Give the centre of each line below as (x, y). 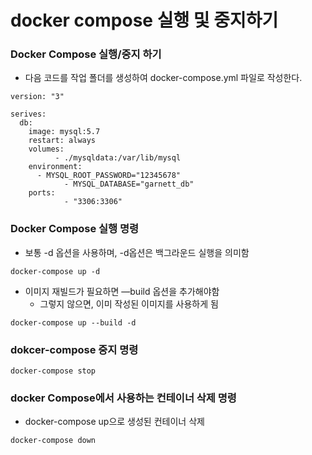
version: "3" (37, 97)
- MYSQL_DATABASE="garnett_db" (129, 184)
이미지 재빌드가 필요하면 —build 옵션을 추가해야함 (122, 291)
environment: (55, 167)
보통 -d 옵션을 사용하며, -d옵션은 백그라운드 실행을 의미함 (137, 252)
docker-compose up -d (55, 271)
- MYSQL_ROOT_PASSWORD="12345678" (109, 176)
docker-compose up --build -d (73, 322)
